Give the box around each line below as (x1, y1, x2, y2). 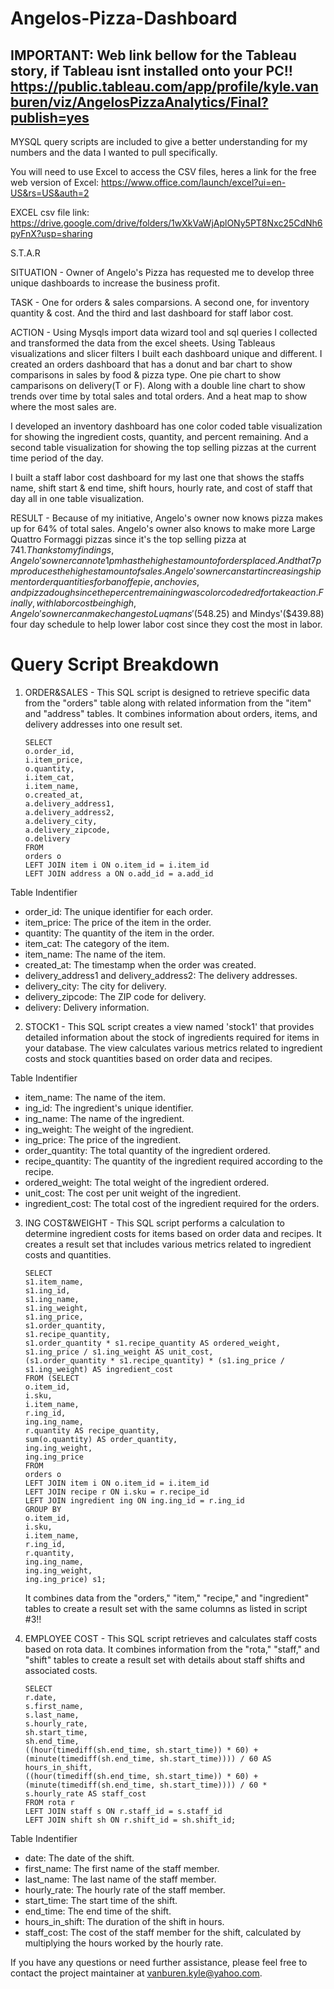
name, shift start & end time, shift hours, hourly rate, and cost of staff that (10, 482, 313, 494)
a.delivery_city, (24, 816, 98, 826)
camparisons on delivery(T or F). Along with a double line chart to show (10, 380, 306, 391)
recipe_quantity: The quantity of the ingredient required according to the (24, 1155, 324, 1167)
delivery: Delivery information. (24, 1001, 150, 1013)
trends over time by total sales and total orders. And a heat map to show (10, 390, 308, 402)
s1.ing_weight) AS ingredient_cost (24, 1364, 174, 1374)
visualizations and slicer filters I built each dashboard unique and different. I (10, 348, 323, 359)
